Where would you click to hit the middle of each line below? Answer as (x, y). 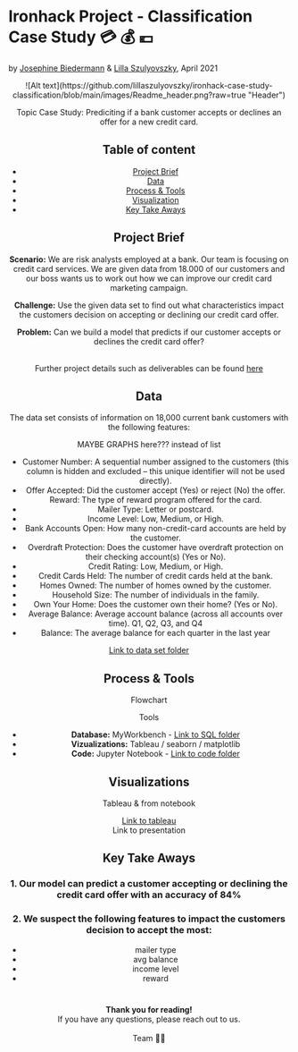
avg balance (155, 959)
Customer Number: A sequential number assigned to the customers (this (156, 462)
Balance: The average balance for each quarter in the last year (156, 633)
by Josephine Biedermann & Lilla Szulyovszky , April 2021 (113, 68)
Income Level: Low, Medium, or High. (156, 519)
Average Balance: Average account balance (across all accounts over (155, 614)
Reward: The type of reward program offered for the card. (156, 500)
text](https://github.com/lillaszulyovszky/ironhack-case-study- (157, 85)
